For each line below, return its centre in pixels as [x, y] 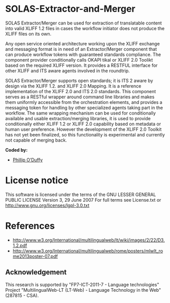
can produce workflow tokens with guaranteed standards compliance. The [83, 54]
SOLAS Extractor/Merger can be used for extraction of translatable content [84, 23]
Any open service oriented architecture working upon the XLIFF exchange [82, 43]
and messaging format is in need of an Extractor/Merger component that [81, 49]
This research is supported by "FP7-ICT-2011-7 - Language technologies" [82, 284]
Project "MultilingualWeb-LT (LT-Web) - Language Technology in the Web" [83, 290]
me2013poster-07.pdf [35, 256]
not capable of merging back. [36, 140]
